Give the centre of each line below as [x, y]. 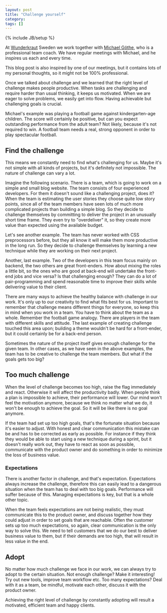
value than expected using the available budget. [54, 225]
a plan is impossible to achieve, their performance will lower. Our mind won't [83, 398]
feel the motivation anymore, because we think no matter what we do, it [79, 403]
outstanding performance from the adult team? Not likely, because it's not [81, 124]
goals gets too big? [25, 359]
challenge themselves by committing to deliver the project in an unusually [81, 214]
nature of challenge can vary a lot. [40, 173]
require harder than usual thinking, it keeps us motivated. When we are [78, 93]
